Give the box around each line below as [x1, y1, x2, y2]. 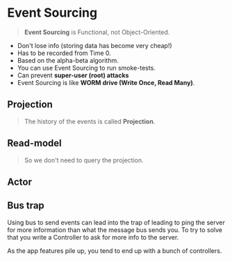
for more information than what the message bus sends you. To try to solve [7, 225, 223, 234]
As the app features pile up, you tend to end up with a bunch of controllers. [7, 246, 222, 255]
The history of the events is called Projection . [24, 117, 156, 125]
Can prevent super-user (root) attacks [17, 71, 129, 79]
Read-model [7, 137, 62, 149]
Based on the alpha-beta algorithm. [17, 56, 119, 64]
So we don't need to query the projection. [24, 155, 144, 164]
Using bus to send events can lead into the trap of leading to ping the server [7, 218, 226, 226]
